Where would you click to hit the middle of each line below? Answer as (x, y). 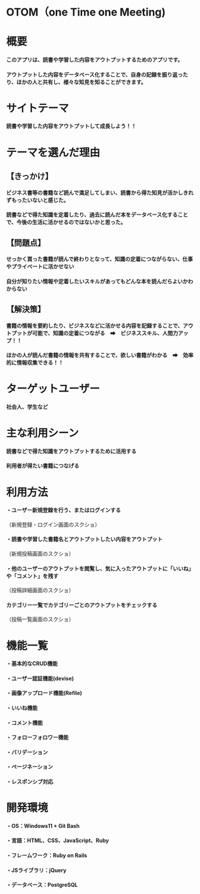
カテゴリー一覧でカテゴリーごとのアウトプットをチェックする (82, 605)
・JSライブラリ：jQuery (36, 870)
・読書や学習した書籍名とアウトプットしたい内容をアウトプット (84, 539)
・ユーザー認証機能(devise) (40, 678)
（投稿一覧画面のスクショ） (40, 619)
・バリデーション (27, 752)
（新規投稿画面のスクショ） (40, 554)
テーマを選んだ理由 (53, 152)
